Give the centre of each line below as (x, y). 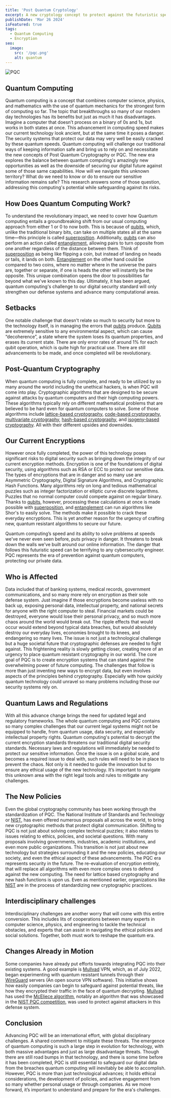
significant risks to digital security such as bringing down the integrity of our (85, 459)
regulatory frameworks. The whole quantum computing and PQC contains (83, 721)
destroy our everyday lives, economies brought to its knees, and (73, 633)
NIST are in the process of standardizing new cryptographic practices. (79, 885)
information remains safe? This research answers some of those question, (83, 182)
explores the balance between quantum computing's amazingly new (77, 160)
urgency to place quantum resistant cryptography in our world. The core (81, 655)
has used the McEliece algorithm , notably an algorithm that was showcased (84, 996)
